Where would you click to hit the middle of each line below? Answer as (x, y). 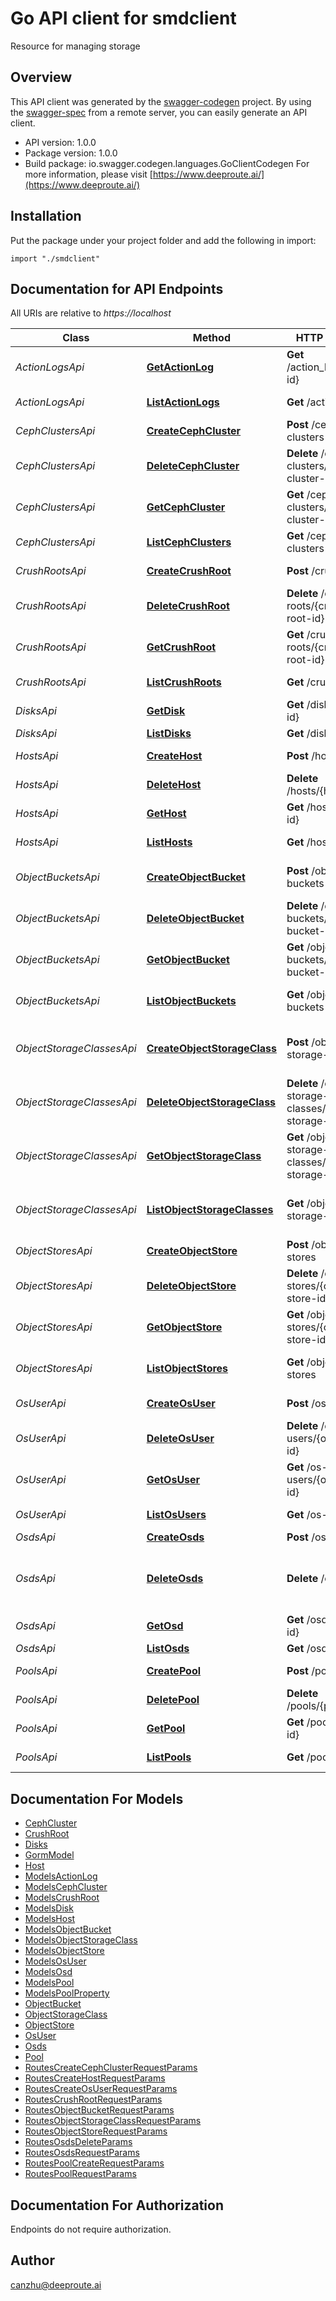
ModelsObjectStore (64, 1951)
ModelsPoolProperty (67, 1993)
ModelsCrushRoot (62, 1898)
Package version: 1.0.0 (71, 153)
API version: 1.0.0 (60, 142)
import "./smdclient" (55, 258)
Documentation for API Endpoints (117, 288)
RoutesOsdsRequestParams (82, 2153)
